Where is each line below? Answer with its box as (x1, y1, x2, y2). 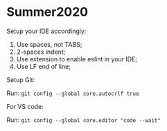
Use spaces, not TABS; (16, 40, 82, 48)
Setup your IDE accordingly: (6, 27, 87, 35)
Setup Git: (6, 75, 35, 83)
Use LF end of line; (16, 62, 71, 70)
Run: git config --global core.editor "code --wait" (6, 115, 161, 124)
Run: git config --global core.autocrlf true (6, 89, 139, 97)
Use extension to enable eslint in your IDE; (16, 54, 138, 63)
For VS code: (6, 102, 44, 110)
